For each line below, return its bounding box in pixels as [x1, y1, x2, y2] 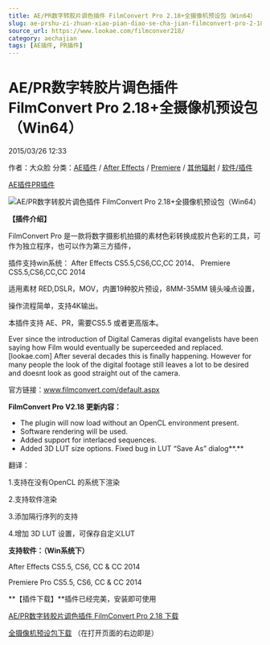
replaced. [191, 343, 223, 352]
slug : [8, 19, 27, 27]
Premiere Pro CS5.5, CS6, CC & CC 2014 [8, 577, 142, 587]
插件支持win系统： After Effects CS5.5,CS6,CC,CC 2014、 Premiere [8, 258, 231, 268]
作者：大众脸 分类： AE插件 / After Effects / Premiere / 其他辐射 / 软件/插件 [8, 162, 253, 173]
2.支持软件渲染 [8, 495, 58, 504]
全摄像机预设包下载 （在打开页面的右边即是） [8, 628, 158, 638]
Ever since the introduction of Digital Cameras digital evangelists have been [8, 335, 259, 344]
